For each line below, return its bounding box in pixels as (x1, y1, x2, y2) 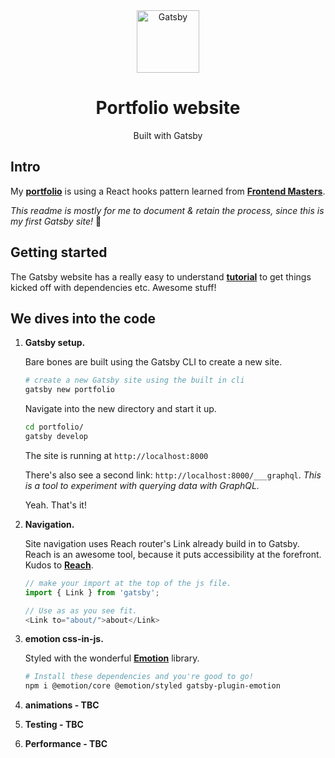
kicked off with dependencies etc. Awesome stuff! (10, 281, 217, 293)
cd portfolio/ (24, 422, 84, 433)
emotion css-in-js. (24, 633, 104, 645)
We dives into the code (10, 310, 156, 327)
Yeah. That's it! (24, 499, 87, 511)
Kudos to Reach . (24, 559, 94, 571)
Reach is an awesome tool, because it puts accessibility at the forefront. (24, 548, 322, 560)
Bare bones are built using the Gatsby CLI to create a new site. (24, 356, 283, 368)
